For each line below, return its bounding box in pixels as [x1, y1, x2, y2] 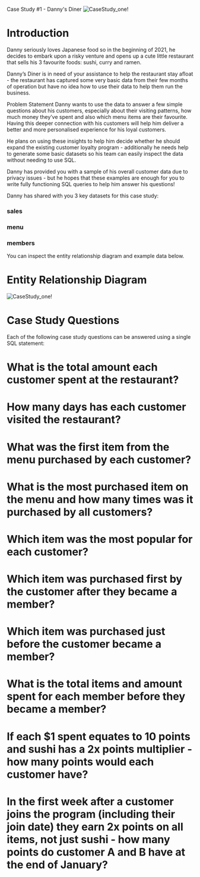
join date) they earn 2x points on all [7, 820, 183, 834]
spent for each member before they [7, 690, 186, 703]
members [7, 238, 35, 247]
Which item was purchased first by [7, 573, 183, 586]
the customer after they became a [7, 585, 177, 599]
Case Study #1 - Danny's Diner [7, 6, 82, 12]
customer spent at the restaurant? [7, 373, 179, 386]
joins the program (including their [7, 807, 176, 821]
